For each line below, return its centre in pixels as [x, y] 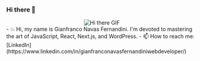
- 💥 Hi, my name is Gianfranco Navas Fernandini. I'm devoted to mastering [99, 29]
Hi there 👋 [21, 10]
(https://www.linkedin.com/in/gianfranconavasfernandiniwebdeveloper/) [96, 51]
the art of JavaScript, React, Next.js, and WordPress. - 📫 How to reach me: [101, 36]
